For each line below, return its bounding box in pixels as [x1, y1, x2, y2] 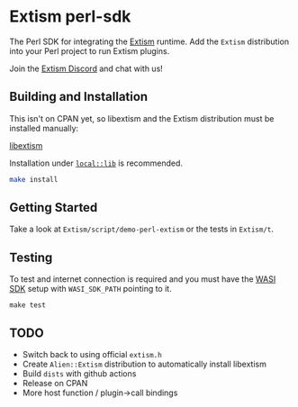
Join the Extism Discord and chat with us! [9, 63, 164, 74]
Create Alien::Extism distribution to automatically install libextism [22, 358, 267, 370]
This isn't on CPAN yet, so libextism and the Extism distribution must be [9, 113, 275, 123]
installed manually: [9, 122, 79, 133]
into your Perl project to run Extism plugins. [9, 45, 170, 56]
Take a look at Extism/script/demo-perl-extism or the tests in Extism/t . [9, 223, 275, 235]
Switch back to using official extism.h [22, 349, 162, 360]
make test [9, 301, 47, 310]
